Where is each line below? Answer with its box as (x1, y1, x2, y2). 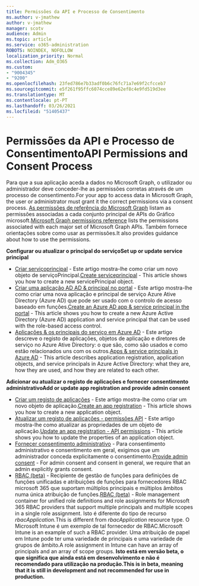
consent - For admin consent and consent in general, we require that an (14, 459, 191, 466)
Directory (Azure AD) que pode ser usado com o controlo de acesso (14, 297, 182, 304)
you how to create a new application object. (14, 409, 122, 416)
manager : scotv (6, 25, 44, 32)
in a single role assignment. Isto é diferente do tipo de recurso (14, 510, 167, 517)
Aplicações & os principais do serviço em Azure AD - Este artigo (14, 329, 173, 336)
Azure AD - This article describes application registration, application (14, 354, 184, 361)
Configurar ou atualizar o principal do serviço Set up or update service (6, 248, 183, 255)
